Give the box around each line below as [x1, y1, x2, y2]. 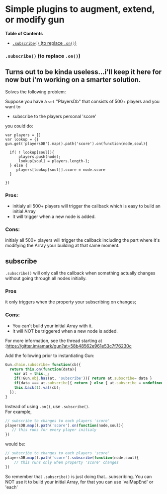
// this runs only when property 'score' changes [14, 460, 119, 465]
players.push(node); [18, 154, 61, 159]
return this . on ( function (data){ [9, 366, 77, 372]
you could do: [5, 123, 33, 129]
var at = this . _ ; [14, 371, 50, 376]
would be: [5, 441, 26, 447]
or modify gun [5, 14, 65, 25]
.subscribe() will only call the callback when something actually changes [5, 270, 156, 276]
